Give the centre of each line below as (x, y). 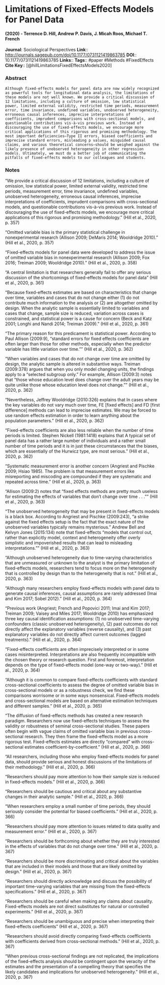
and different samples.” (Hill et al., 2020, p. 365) (54, 706)
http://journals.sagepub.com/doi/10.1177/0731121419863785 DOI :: (71, 55)
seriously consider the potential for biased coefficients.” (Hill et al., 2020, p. (82, 811)
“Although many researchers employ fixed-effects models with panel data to (82, 588)
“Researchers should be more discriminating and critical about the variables (82, 861)
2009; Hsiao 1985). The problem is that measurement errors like (70, 471)
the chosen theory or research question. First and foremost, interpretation (80, 659)
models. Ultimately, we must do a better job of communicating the (76, 153)
